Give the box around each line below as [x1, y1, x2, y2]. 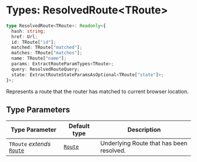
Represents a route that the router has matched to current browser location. [6, 88, 189, 95]
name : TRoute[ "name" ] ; [11, 56, 67, 61]
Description [127, 126, 161, 134]
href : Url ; [11, 33, 38, 40]
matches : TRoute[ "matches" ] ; [11, 50, 83, 56]
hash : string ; [11, 28, 46, 34]
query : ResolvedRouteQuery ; [11, 66, 80, 72]
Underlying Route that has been [100, 139, 188, 147]
